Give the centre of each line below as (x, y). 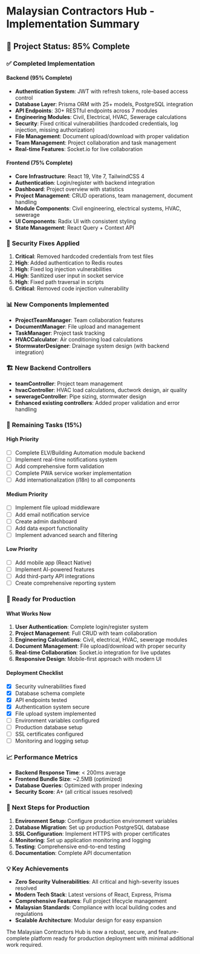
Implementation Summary (73, 24)
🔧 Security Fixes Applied (43, 243)
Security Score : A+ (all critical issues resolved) (74, 792)
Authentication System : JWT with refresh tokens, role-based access (102, 91)
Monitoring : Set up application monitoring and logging (83, 840)
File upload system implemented (56, 714)
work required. (24, 944)
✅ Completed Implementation (51, 63)
